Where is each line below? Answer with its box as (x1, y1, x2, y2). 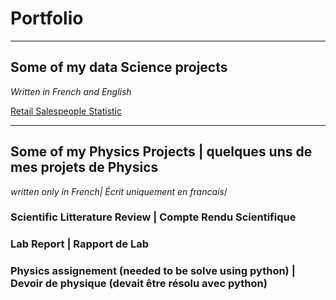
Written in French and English (10, 85, 132, 97)
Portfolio (10, 7, 84, 30)
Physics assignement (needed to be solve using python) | (10, 264, 296, 278)
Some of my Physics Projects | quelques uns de (10, 143, 313, 161)
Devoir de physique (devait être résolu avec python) (10, 277, 268, 291)
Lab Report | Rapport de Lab (10, 237, 150, 251)
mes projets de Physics (10, 159, 159, 176)
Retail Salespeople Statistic (10, 105, 122, 117)
